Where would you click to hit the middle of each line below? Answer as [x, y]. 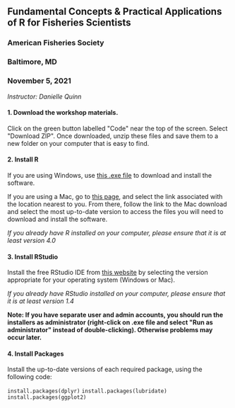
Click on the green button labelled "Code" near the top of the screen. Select [117, 128]
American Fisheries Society [56, 43]
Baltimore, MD [32, 62]
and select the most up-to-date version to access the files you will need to [115, 211]
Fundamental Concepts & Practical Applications [115, 12]
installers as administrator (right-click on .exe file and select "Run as [110, 322]
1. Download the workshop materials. [63, 113]
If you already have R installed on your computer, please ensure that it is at [117, 232]
